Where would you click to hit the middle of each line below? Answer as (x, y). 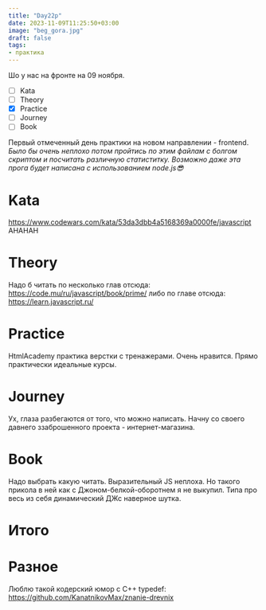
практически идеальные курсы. (63, 365)
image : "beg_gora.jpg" (46, 30)
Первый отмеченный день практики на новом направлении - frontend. (129, 143)
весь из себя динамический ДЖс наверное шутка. (95, 498)
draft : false (30, 38)
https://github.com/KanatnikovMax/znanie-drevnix (91, 597)
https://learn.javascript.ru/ (51, 302)
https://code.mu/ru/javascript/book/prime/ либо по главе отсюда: (117, 293)
